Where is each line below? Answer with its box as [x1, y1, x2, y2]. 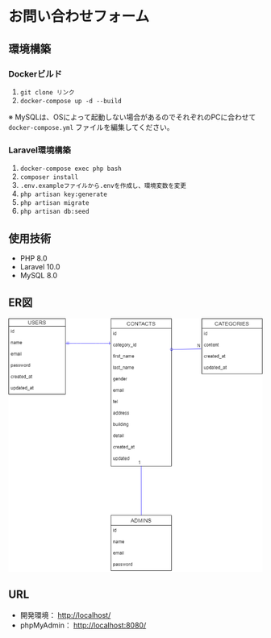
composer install [19, 173, 79, 181]
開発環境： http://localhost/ [19, 610, 111, 619]
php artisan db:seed [19, 207, 90, 216]
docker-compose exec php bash [19, 165, 123, 173]
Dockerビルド [8, 68, 63, 79]
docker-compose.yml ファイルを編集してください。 [8, 122, 174, 131]
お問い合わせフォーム [8, 7, 150, 26]
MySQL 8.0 [19, 270, 58, 280]
